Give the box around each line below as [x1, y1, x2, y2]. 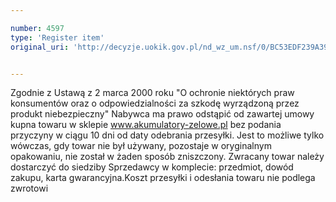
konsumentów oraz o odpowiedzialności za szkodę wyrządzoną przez [10, 97, 300, 110]
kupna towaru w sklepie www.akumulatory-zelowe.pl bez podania [10, 119, 282, 131]
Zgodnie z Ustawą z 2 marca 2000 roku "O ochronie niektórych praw [10, 87, 295, 99]
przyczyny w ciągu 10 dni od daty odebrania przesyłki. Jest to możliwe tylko [10, 129, 325, 141]
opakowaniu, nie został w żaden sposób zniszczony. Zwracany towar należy [10, 151, 325, 163]
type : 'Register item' [10, 32, 105, 43]
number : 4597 [10, 23, 65, 33]
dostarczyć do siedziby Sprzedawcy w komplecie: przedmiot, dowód [10, 161, 294, 173]
